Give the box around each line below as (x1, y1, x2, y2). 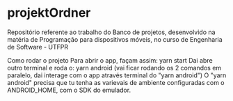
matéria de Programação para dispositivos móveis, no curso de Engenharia (7, 35, 223, 43)
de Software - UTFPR (7, 42, 69, 51)
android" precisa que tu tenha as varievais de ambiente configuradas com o (7, 78, 225, 86)
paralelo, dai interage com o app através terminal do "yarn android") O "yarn (7, 71, 227, 79)
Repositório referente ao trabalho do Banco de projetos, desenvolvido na (7, 28, 216, 36)
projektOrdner (7, 5, 91, 21)
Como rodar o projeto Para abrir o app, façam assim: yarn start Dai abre (7, 56, 214, 64)
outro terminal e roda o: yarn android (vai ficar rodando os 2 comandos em (7, 63, 222, 72)
